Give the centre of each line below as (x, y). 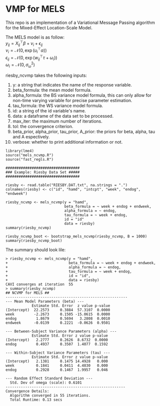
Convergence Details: (27, 391)
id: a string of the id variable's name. (49, 110)
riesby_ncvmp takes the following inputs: (46, 75)
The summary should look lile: (36, 250)
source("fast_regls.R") (30, 159)
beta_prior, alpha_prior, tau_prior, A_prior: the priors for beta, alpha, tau (84, 131)
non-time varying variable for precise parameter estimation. (72, 100)
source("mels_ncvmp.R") (30, 155)
